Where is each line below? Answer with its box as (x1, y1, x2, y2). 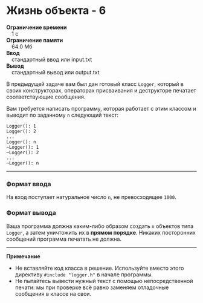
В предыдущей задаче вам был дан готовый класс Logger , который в (6, 80, 184, 88)
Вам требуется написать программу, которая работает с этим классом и (6, 105, 196, 112)
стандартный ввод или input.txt (11, 56, 92, 63)
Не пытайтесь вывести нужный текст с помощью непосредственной (14, 277, 193, 284)
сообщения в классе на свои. (14, 290, 92, 297)
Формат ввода (6, 180, 51, 188)
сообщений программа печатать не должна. (6, 235, 122, 243)
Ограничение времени (6, 24, 67, 31)
